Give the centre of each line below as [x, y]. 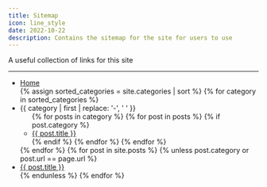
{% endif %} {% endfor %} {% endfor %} [99, 142]
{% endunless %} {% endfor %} [72, 176]
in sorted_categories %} [59, 100]
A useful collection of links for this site [71, 60]
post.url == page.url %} [58, 158]
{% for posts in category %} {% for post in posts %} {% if [126, 116]
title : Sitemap [33, 15]
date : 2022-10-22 [37, 30]
